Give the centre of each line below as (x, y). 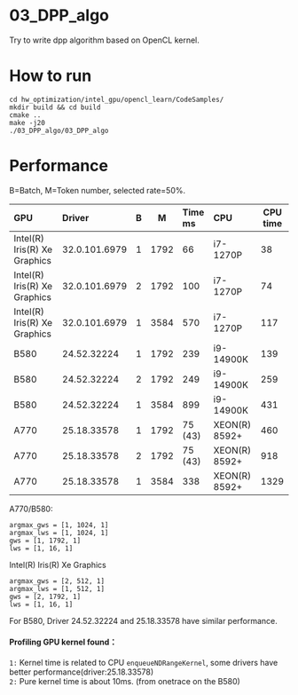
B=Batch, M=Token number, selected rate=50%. (98, 190)
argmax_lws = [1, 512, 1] (57, 588)
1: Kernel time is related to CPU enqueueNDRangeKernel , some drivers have (144, 663)
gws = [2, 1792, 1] (45, 596)
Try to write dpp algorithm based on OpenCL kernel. (104, 40)
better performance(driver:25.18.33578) (82, 672)
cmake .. (25, 115)
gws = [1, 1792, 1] (45, 541)
